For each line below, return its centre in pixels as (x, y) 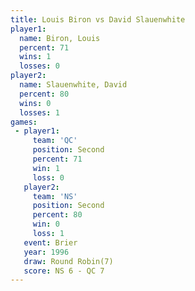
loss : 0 (48, 177)
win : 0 (46, 224)
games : (24, 122)
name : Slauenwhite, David (73, 85)
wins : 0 (35, 103)
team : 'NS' (55, 196)
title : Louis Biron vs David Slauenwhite (98, 19)
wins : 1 (35, 57)
